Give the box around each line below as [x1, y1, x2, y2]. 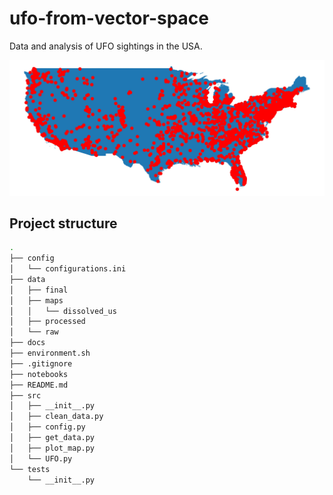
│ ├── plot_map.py [9, 443, 96, 453]
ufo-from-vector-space [9, 7, 210, 30]
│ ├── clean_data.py [9, 412, 104, 422]
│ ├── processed [9, 317, 86, 327]
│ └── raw [9, 327, 59, 337]
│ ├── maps [9, 295, 64, 306]
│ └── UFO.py [9, 453, 73, 464]
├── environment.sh [9, 348, 91, 359]
